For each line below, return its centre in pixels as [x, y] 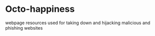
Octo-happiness [40, 9]
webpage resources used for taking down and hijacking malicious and [78, 23]
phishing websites [24, 28]
